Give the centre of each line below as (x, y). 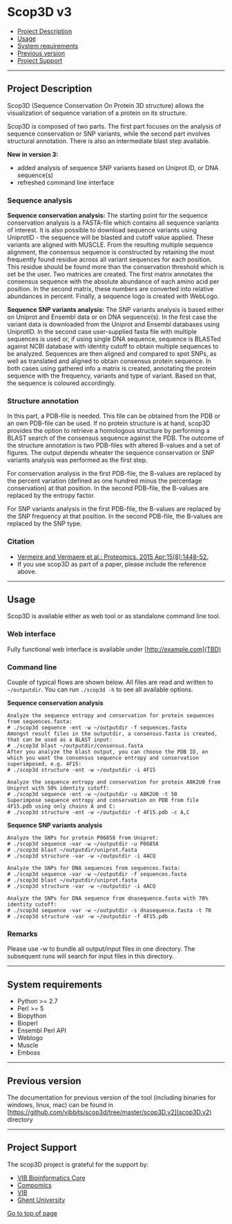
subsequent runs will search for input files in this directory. (90, 956)
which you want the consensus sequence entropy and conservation (103, 758)
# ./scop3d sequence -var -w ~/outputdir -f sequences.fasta (97, 874)
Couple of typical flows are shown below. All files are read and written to (110, 683)
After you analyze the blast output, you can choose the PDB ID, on (108, 752)
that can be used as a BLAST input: (60, 740)
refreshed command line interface (66, 182)
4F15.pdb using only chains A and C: (61, 806)
